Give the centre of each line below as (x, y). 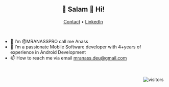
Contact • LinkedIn (83, 21)
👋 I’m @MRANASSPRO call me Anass (49, 41)
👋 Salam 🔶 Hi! (83, 9)
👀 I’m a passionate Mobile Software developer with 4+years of (76, 47)
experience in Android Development (48, 52)
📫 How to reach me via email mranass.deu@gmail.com (68, 58)
